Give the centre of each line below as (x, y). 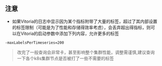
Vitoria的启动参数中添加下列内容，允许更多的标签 (70, 33)
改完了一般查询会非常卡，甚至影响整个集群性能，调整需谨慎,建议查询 (86, 52)
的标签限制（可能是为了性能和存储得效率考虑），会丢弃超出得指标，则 (81, 27)
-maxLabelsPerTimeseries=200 (35, 43)
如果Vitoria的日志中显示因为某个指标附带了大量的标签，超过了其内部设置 (85, 21)
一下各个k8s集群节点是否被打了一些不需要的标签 (65, 58)
